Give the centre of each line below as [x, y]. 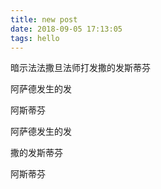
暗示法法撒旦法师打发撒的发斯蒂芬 [80, 68]
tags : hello [35, 38]
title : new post [44, 19]
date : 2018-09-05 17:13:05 [66, 29]
